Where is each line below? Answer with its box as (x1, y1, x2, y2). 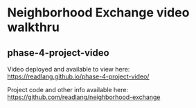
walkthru (7, 19, 60, 35)
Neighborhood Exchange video (7, 5, 190, 21)
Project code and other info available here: (7, 86, 129, 94)
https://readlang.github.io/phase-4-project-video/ (7, 72, 150, 80)
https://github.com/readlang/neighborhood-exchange (7, 93, 161, 101)
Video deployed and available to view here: (7, 65, 130, 73)
